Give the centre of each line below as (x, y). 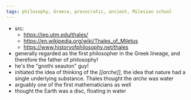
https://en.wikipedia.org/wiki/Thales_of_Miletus (81, 41)
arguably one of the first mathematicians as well (73, 84)
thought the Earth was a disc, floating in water (70, 91)
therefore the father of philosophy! (56, 59)
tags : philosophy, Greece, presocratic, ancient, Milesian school (89, 11)
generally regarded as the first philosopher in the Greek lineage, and (97, 53)
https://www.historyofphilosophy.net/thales (76, 47)
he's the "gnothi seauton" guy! (52, 66)
